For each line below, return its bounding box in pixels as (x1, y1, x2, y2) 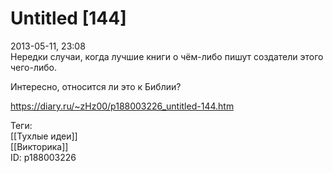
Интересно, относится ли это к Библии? (10, 80, 182, 92)
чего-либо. (10, 61, 58, 73)
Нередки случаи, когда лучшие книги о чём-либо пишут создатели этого (10, 50, 324, 62)
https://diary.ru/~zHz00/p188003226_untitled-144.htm (10, 100, 235, 112)
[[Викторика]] (10, 140, 69, 152)
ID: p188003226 (10, 151, 77, 163)
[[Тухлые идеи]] (10, 130, 78, 142)
